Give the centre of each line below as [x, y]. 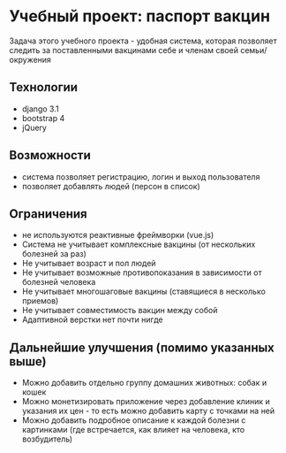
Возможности [50, 155]
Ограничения [48, 214]
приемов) [40, 301]
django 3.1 [40, 109]
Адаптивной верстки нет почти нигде [92, 319]
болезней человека [59, 282]
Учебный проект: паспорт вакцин [140, 16]
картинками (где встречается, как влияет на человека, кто [133, 430]
